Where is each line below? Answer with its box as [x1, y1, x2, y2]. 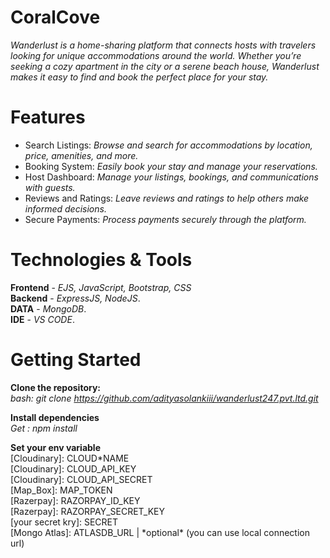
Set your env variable [10, 441, 101, 453]
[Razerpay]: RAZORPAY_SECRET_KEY [10, 505, 166, 517]
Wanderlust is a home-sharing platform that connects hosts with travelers [10, 39, 317, 51]
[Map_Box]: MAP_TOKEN [10, 484, 113, 496]
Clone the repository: [10, 381, 101, 393]
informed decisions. [24, 202, 107, 215]
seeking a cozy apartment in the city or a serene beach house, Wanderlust [10, 60, 320, 72]
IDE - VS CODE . [10, 313, 75, 325]
